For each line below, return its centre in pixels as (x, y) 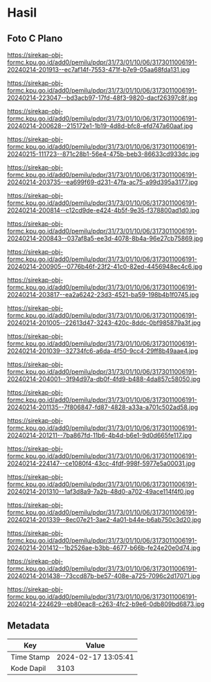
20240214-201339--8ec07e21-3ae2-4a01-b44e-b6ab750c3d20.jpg (104, 520)
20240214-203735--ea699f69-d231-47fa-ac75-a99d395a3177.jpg (103, 182)
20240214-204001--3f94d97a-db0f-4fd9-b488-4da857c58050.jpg (104, 379)
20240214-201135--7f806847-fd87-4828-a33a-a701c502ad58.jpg (103, 407)
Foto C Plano (35, 38)
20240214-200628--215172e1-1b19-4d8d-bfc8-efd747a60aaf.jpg (100, 126)
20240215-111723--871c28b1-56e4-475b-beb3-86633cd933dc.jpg (103, 154)
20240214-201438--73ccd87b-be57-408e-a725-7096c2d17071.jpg (104, 576)
